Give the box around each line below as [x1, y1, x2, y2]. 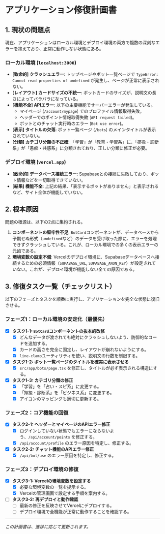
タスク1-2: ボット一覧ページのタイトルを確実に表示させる [12, 359, 129, 365]
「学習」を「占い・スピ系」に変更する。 [19, 383, 102, 389]
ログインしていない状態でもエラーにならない [19, 428, 110, 434]
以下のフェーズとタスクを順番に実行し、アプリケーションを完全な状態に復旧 [5, 296, 160, 302]
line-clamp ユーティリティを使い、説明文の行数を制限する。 [19, 352, 140, 358]
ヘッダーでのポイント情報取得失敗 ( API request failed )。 [19, 114, 137, 121]
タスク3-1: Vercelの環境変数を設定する [12, 478, 91, 484]
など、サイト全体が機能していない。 [12, 189, 85, 195]
